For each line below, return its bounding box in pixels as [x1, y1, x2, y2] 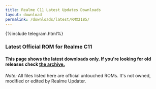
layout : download [5, 12, 42, 17]
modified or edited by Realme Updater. [5, 78, 86, 84]
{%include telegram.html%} [5, 31, 64, 37]
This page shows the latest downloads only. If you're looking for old [5, 56, 151, 62]
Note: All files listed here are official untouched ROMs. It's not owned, [5, 72, 151, 78]
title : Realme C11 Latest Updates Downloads [5, 7, 101, 13]
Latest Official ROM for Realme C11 [5, 43, 92, 51]
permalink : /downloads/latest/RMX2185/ [5, 17, 90, 22]
